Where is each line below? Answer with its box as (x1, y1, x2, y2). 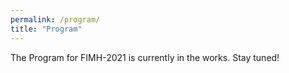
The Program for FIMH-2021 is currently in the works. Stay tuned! (10, 51, 280, 63)
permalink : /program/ (10, 14, 101, 25)
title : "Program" (10, 24, 83, 34)
